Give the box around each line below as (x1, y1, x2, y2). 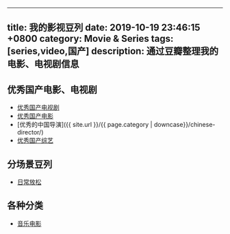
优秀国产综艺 (16, 137, 53, 145)
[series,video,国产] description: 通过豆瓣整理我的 (7, 45, 219, 57)
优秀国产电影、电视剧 (7, 84, 97, 95)
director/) (16, 128, 44, 137)
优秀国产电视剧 (16, 104, 60, 112)
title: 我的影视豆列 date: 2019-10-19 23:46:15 (7, 22, 201, 34)
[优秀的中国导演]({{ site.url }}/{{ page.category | (16, 121, 153, 129)
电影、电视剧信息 (7, 58, 79, 70)
